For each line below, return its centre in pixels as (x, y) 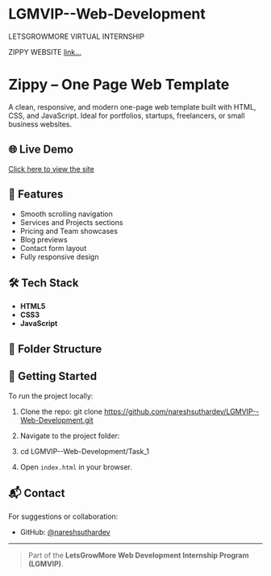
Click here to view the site (51, 169)
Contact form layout (53, 248)
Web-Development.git (57, 419)
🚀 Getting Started (53, 376)
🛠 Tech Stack (44, 283)
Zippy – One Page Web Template (119, 85)
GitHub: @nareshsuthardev (65, 532)
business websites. (40, 124)
